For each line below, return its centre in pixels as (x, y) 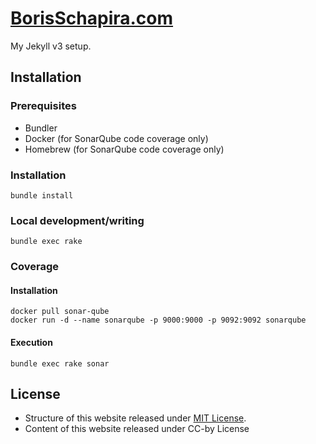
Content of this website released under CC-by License (137, 429)
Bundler (41, 128)
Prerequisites (43, 106)
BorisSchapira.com (92, 18)
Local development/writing (77, 220)
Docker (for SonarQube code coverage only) (116, 138)
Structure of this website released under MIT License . (135, 418)
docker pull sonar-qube (60, 312)
